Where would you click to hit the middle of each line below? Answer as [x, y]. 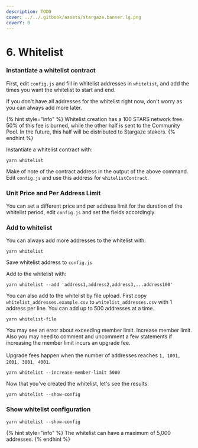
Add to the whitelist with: [36, 274]
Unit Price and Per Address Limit [53, 193]
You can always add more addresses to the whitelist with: [76, 240]
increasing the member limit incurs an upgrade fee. [68, 343]
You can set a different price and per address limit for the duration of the [94, 206]
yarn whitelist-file [32, 319]
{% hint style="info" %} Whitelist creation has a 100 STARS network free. [95, 119]
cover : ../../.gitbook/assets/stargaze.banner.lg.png [74, 17]
